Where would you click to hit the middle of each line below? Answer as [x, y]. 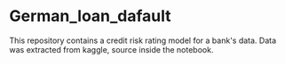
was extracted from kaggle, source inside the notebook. [111, 49]
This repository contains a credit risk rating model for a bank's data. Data [143, 40]
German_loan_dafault [90, 16]
